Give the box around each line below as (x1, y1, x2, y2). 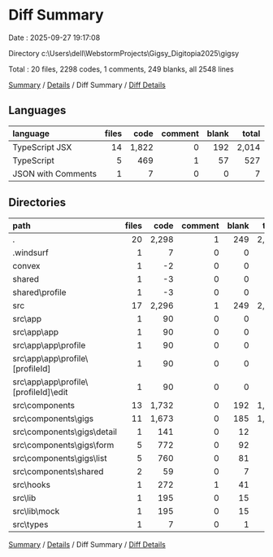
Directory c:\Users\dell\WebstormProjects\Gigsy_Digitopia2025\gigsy (8, 48, 240, 58)
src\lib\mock (12, 505, 60, 516)
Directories (8, 195, 67, 209)
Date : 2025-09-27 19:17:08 (8, 33, 101, 42)
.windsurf (12, 247, 49, 258)
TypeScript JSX (12, 141, 72, 152)
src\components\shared (12, 466, 104, 477)
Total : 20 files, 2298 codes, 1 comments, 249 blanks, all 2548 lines (8, 64, 234, 74)
